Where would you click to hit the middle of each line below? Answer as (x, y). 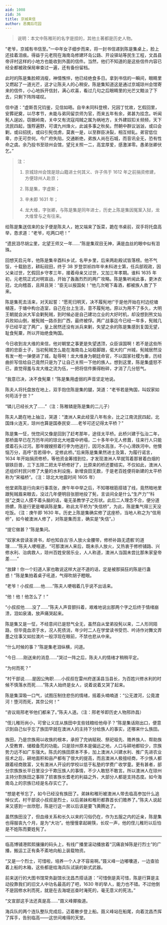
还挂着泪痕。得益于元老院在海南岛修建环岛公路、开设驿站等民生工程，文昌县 (83, 55)
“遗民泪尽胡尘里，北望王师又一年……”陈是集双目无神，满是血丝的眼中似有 (80, 244)
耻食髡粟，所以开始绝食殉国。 (36, 333)
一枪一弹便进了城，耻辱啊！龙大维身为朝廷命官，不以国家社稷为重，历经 (88, 356)
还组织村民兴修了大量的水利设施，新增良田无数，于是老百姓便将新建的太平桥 (83, 471)
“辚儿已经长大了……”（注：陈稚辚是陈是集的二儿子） (59, 406)
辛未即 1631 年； (42, 199)
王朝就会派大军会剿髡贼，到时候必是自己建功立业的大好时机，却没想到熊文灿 (83, 314)
